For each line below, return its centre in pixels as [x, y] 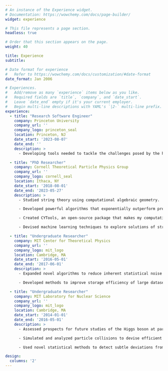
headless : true [21, 33]
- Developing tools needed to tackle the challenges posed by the [89, 153]
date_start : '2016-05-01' [41, 259]
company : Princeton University [47, 121]
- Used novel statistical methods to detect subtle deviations [86, 347]
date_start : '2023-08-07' [41, 139]
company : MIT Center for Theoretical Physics [62, 241]
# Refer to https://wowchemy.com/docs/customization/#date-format [78, 74]
